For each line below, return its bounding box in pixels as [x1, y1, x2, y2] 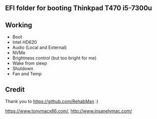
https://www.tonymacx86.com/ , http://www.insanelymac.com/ [5, 108, 132, 114]
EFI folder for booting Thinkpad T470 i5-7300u [5, 4, 153, 12]
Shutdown [12, 65, 34, 71]
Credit [5, 85, 25, 94]
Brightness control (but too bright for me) [12, 55, 97, 61]
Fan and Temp [12, 71, 42, 77]
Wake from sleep [12, 60, 47, 66]
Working [5, 21, 32, 29]
